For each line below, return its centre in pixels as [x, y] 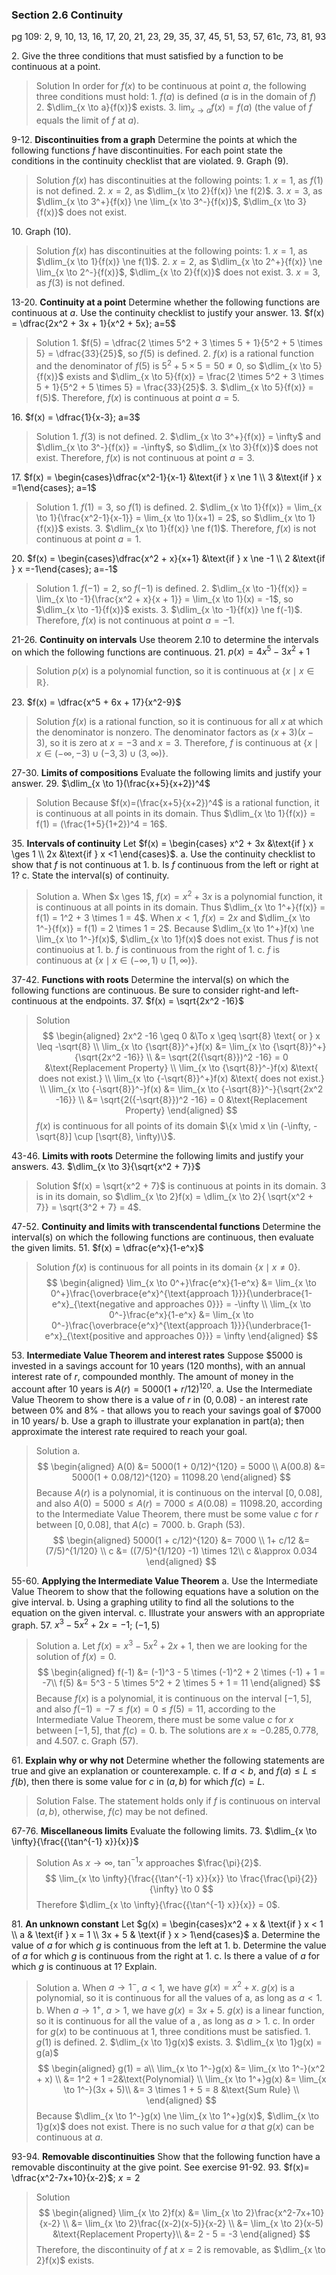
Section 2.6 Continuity [67, 15]
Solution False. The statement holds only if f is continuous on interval [178, 1801]
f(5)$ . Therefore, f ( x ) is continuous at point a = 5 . [138, 397]
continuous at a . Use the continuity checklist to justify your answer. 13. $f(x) [168, 313]
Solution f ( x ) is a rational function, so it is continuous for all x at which [179, 722]
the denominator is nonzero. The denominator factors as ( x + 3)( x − [174, 732]
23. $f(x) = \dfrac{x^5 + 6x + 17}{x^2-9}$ [96, 702]
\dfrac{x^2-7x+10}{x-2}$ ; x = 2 [76, 2177]
